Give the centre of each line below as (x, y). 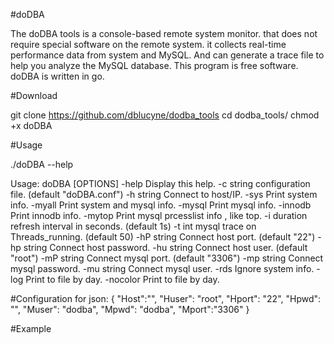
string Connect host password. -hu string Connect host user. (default (165, 247)
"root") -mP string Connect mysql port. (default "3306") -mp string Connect (167, 258)
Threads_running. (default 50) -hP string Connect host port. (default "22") (163, 237)
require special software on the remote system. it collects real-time (148, 44)
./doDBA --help (42, 164)
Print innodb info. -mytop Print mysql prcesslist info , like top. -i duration (159, 215)
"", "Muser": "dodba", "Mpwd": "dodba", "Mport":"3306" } (130, 309)
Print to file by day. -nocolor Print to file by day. (122, 279)
